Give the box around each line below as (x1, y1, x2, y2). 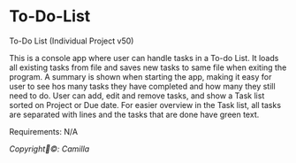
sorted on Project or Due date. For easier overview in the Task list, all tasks (9, 99, 281, 110)
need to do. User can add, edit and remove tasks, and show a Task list (9, 90, 265, 101)
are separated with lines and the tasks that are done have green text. (9, 109, 260, 120)
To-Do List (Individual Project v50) (9, 35, 134, 46)
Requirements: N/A (9, 126, 78, 136)
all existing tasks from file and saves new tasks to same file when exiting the (9, 62, 287, 73)
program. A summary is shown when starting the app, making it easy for (9, 71, 272, 81)
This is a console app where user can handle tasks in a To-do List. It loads (9, 52, 279, 63)
